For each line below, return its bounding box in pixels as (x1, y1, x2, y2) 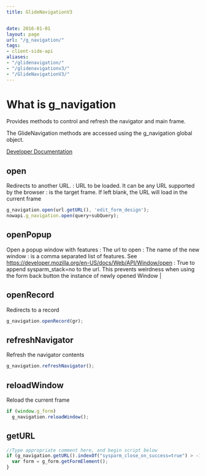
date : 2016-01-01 (6, 25, 51, 31)
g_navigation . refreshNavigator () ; (6, 363, 95, 369)
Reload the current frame (6, 396, 70, 404)
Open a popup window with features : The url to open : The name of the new (6, 246, 200, 253)
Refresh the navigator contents (6, 351, 85, 359)
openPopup (6, 229, 52, 240)
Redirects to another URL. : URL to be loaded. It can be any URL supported (6, 182, 195, 190)
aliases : (6, 54, 29, 60)
